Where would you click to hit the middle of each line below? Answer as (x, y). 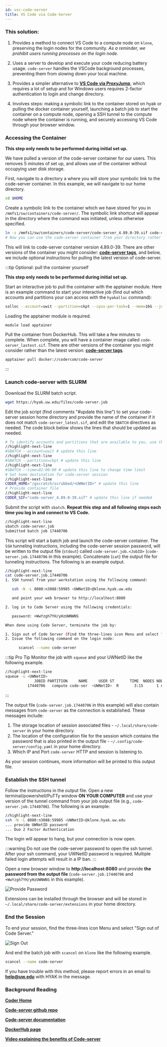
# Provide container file (32, 489)
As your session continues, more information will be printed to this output (80, 761)
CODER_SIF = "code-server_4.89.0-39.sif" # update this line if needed (79, 498)
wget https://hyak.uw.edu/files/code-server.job (56, 402)
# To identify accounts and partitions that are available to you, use (81, 442)
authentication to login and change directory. (58, 94)
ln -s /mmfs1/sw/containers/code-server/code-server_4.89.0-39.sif (77, 233)
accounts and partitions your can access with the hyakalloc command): (79, 297)
